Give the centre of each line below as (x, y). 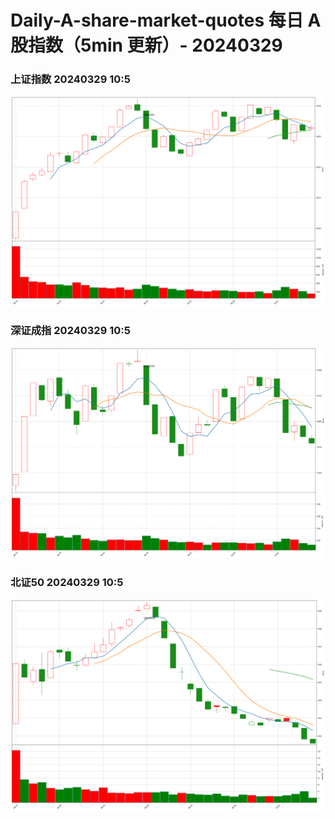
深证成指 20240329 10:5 (70, 331)
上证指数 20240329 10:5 (70, 79)
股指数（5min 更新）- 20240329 (146, 45)
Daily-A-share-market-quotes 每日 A (166, 20)
